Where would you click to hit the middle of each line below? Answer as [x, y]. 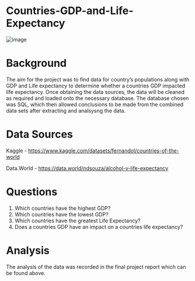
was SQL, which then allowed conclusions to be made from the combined [95, 104]
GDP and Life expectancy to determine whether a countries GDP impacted [96, 86]
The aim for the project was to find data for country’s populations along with [98, 79]
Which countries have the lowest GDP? [61, 214]
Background [36, 63]
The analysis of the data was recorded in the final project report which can [96, 267]
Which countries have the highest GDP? [63, 208]
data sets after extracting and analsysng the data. [66, 110]
